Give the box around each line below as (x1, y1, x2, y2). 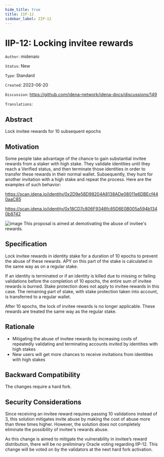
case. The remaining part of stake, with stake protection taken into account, (5, 288, 158, 294)
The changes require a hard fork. (5, 383, 72, 390)
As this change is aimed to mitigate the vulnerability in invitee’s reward (5, 436, 147, 442)
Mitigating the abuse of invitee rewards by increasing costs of (12, 335, 137, 341)
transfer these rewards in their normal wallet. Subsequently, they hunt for (5, 171, 153, 177)
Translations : (5, 101, 33, 107)
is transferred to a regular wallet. (5, 294, 71, 300)
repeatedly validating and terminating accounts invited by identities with (12, 341, 158, 347)
